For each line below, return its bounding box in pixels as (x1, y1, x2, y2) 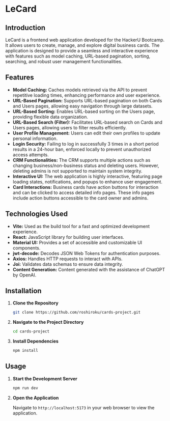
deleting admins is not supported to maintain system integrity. (12, 167, 143, 174)
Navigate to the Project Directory (12, 319, 84, 325)
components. (12, 245, 41, 251)
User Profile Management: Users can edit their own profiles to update (12, 130, 160, 136)
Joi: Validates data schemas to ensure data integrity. (12, 261, 123, 267)
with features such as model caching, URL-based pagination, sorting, (5, 53, 151, 59)
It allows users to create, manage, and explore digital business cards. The (5, 42, 160, 48)
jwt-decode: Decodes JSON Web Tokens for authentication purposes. (12, 250, 161, 256)
